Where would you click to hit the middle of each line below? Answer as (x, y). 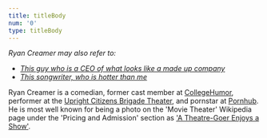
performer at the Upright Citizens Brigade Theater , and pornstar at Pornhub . (133, 101)
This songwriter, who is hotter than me (84, 77)
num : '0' (23, 23)
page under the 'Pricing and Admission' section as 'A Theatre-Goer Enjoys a (134, 118)
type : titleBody (35, 30)
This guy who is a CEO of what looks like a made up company (122, 69)
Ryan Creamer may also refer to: (62, 53)
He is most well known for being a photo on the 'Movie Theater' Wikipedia (130, 109)
